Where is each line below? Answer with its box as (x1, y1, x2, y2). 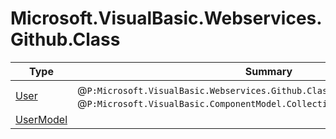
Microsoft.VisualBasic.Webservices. (10, 7, 323, 30)
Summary (244, 64, 293, 78)
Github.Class (10, 28, 121, 51)
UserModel (15, 112, 68, 126)
